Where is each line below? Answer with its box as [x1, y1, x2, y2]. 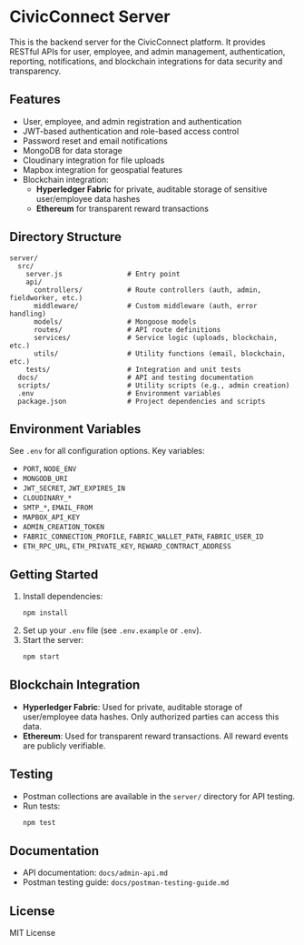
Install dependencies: [22, 591, 103, 602]
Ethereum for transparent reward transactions [35, 203, 209, 214]
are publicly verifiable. [22, 739, 106, 751]
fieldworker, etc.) [9, 293, 83, 302]
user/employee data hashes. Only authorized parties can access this [22, 711, 279, 722]
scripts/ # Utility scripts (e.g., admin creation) [17, 380, 290, 390]
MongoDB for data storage [22, 145, 123, 156]
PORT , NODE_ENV [22, 463, 77, 474]
